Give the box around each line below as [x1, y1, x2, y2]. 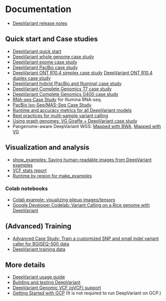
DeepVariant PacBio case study [12, 64, 78, 70]
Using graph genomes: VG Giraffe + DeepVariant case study [12, 117, 137, 124]
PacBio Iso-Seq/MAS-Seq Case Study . [12, 102, 93, 108]
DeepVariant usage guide [12, 274, 65, 280]
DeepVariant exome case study [12, 59, 77, 65]
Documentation [5, 4, 72, 15]
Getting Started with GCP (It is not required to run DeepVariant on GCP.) [12, 290, 161, 296]
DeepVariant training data [12, 246, 65, 252]
